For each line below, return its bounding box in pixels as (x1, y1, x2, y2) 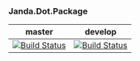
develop (84, 26, 117, 38)
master (25, 26, 54, 38)
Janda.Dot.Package (8, 6, 88, 17)
